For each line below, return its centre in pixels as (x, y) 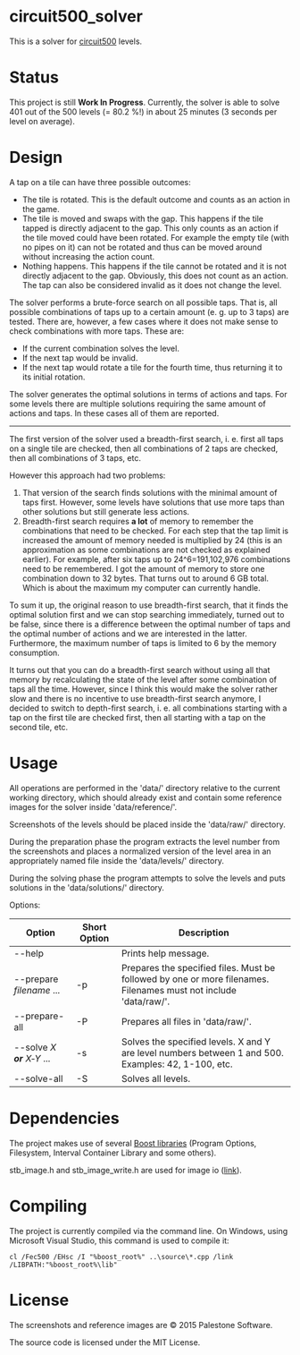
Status (34, 77)
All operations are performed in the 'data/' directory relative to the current (145, 788)
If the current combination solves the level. (101, 348)
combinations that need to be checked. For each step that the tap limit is (155, 531)
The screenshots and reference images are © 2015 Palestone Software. (141, 1325)
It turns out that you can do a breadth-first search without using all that (140, 669)
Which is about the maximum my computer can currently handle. (141, 587)
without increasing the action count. (88, 256)
